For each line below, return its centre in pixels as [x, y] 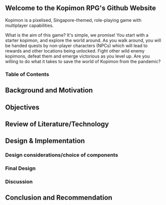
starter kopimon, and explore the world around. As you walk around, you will [83, 40]
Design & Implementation [45, 141]
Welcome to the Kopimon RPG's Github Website [81, 8]
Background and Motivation [49, 91]
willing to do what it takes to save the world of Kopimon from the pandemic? [83, 61]
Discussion [19, 182]
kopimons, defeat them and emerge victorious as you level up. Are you [78, 56]
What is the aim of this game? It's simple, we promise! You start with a [77, 35]
